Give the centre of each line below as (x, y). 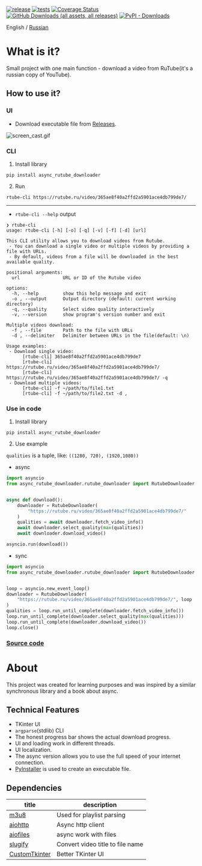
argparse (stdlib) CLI (39, 731)
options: (17, 288)
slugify (19, 844)
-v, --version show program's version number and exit (88, 315)
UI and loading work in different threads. (65, 743)
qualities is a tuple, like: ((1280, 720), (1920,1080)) (73, 456)
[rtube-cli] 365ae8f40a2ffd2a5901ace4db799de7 (81, 357)
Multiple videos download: (40, 325)
